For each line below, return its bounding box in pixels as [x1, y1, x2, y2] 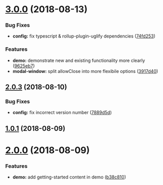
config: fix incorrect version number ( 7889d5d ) [12, 109, 112, 116]
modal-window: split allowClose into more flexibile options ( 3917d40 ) [12, 68, 158, 74]
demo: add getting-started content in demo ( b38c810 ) [12, 174, 127, 180]
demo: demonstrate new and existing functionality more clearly [12, 57, 145, 63]
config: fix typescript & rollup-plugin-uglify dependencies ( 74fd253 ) [12, 33, 156, 39]
